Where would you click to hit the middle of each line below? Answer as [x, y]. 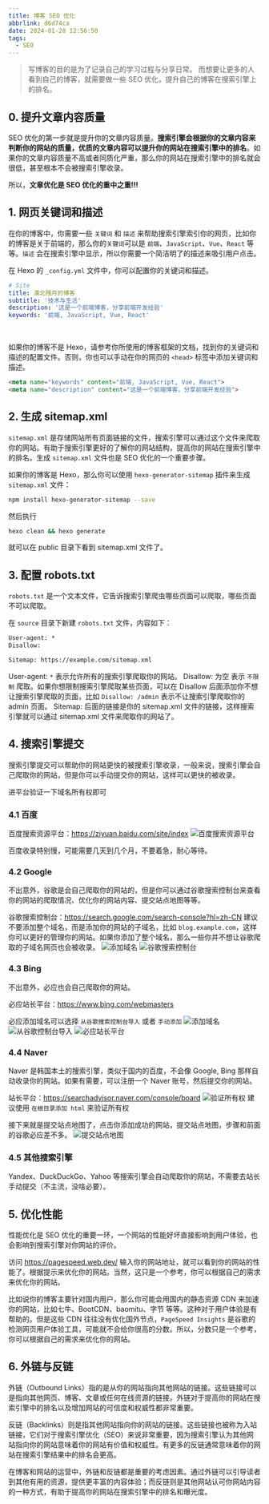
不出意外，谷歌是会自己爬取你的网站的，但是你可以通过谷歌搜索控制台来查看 [134, 891]
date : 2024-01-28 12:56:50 [53, 30]
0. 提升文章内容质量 [57, 117]
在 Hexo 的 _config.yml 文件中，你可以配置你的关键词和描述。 [111, 270]
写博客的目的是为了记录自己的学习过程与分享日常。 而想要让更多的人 [141, 70]
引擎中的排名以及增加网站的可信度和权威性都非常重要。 [106, 1407]
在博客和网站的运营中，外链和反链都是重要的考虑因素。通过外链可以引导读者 [134, 1471]
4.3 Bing [25, 968]
